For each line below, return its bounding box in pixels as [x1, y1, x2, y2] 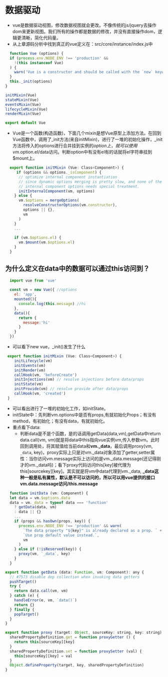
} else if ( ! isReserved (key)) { [14, 547, 81, 552]
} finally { [9, 607, 35, 612]
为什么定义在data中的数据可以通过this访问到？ [5, 264, 150, 273]
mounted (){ [14, 297, 37, 302]
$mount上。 [12, 155, 37, 161]
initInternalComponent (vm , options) [18, 189, 95, 194]
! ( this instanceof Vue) [14, 60, 64, 65]
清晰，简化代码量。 [21, 35, 61, 41]
